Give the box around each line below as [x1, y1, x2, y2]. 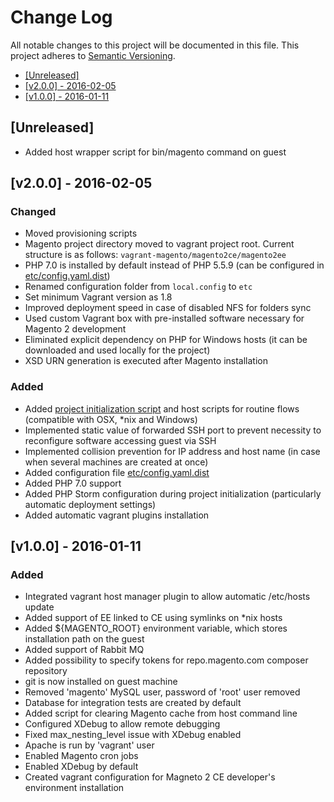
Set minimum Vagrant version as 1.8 [24, 291, 173, 303]
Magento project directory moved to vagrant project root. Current [24, 238, 295, 250]
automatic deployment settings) [24, 498, 157, 510]
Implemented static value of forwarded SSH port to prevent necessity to [24, 424, 322, 436]
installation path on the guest [24, 633, 145, 645]
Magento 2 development [24, 323, 127, 335]
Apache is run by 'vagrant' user [24, 739, 155, 751]
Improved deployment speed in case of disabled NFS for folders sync [24, 302, 312, 314]
